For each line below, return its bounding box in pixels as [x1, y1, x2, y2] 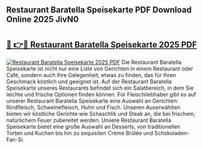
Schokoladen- [154, 130, 190, 136]
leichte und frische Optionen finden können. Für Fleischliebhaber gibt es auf [6, 91, 196, 98]
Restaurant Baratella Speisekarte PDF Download [6, 5, 192, 15]
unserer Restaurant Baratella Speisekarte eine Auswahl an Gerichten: [6, 97, 179, 104]
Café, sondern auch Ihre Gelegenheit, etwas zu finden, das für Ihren [6, 72, 176, 78]
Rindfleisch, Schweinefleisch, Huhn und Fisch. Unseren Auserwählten [6, 104, 181, 111]
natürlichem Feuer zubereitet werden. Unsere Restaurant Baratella [6, 116, 171, 124]
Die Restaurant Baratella [121, 59, 182, 66]
